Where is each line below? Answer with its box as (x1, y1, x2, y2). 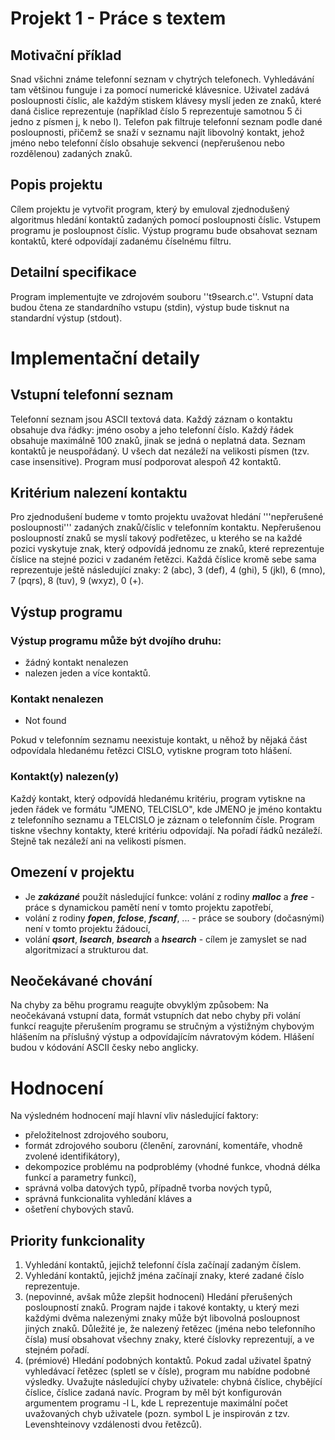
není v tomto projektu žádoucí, (24, 922, 151, 934)
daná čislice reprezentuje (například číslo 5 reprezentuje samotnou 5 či (10, 105, 303, 117)
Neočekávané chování (10, 972, 153, 989)
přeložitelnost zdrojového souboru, (24, 1129, 169, 1141)
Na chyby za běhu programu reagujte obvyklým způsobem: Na (10, 999, 269, 1011)
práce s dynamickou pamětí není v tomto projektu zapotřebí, (24, 901, 274, 913)
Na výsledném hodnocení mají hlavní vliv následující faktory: (10, 1110, 259, 1122)
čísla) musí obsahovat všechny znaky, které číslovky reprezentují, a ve (24, 1333, 315, 1346)
